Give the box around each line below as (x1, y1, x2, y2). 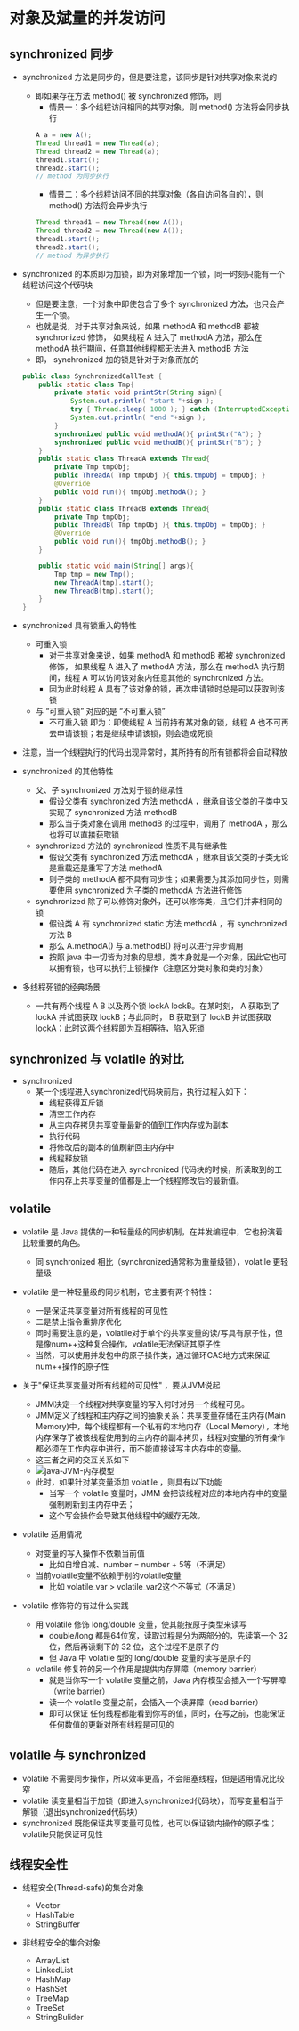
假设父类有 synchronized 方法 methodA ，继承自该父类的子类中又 (48, 796, 289, 806)
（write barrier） (48, 1686, 110, 1696)
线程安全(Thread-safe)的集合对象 (21, 1882, 144, 1893)
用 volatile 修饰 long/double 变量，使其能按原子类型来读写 (35, 1619, 247, 1630)
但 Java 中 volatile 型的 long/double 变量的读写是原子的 (48, 1652, 252, 1663)
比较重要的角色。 (21, 1237, 85, 1248)
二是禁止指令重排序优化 (35, 1316, 122, 1327)
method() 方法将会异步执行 (48, 200, 148, 211)
